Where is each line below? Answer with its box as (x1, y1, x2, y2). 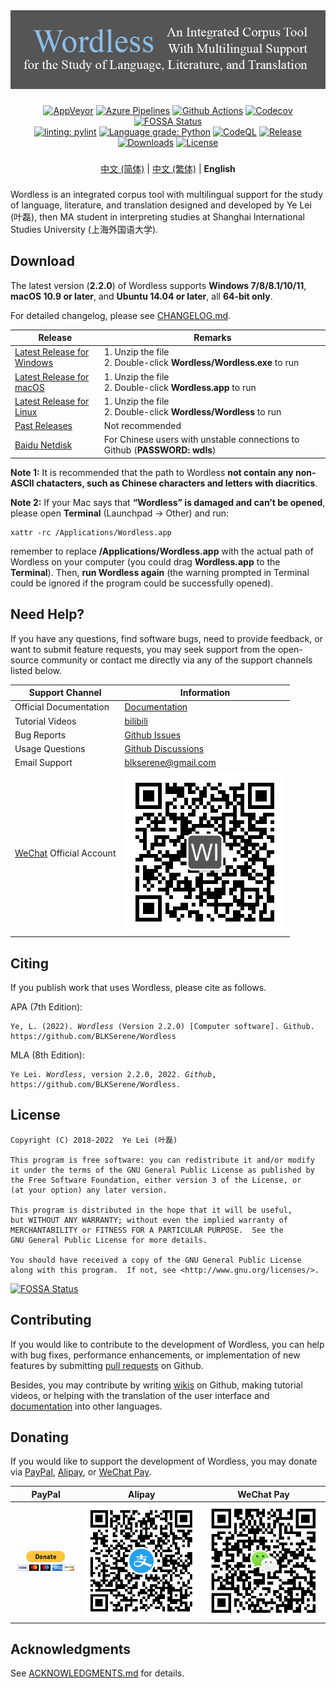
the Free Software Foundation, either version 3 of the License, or (10, 1175, 302, 1185)
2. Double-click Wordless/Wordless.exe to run (103, 357, 300, 369)
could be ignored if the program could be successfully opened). (10, 577, 274, 589)
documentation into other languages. (10, 1400, 163, 1412)
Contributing (10, 1312, 92, 1329)
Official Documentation (14, 701, 110, 713)
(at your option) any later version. (10, 1185, 168, 1195)
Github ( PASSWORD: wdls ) (103, 444, 217, 456)
